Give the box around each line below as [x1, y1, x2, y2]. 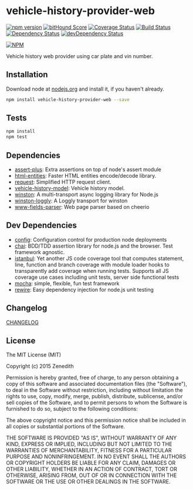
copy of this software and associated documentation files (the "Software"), [6, 381, 188, 388]
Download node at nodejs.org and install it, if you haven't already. [6, 85, 164, 92]
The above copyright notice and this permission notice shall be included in [6, 416, 186, 424]
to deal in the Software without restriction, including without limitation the [6, 386, 183, 394]
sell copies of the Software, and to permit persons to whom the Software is [6, 399, 188, 406]
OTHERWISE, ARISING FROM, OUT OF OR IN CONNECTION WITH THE [6, 472, 177, 479]
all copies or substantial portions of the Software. [6, 423, 125, 430]
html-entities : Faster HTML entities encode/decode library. [14, 172, 157, 179]
